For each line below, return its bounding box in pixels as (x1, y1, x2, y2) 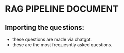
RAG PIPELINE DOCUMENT (5, 3, 119, 15)
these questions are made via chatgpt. (12, 36, 92, 42)
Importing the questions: (5, 23, 84, 32)
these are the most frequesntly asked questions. (12, 42, 113, 48)
